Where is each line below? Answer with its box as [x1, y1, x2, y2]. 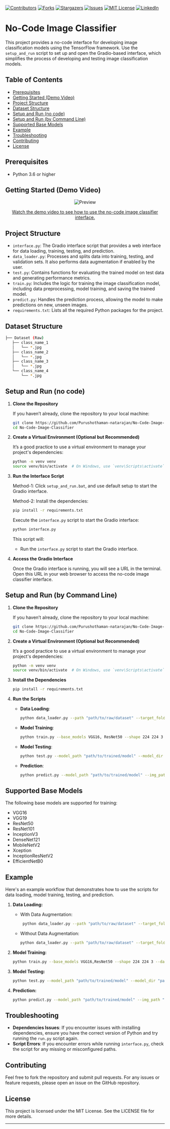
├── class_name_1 [12, 340, 49, 345]
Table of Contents [5, 76, 63, 84]
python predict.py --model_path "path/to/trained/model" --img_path [12, 997, 160, 1002]
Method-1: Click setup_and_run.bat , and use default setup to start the [12, 483, 157, 489]
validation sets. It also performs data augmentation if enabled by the [12, 259, 155, 265]
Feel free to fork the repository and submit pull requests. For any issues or [5, 1074, 160, 1080]
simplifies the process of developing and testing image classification [5, 55, 148, 61]
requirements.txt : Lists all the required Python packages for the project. [12, 307, 163, 313]
